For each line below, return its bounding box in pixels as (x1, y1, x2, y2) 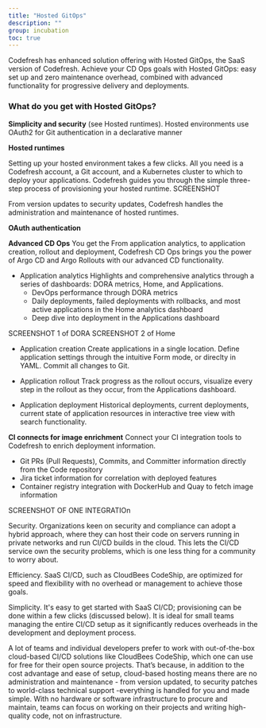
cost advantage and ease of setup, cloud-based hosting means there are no (8, 668, 258, 678)
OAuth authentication (8, 223, 81, 232)
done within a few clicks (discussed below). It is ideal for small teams (8, 610, 234, 621)
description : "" (8, 19, 62, 27)
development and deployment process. (8, 628, 137, 637)
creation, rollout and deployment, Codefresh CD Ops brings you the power (8, 247, 253, 256)
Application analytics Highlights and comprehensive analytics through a (19, 271, 255, 280)
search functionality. (19, 417, 87, 426)
